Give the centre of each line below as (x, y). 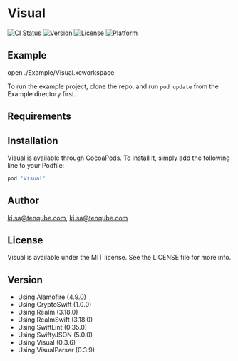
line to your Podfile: (36, 165)
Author (23, 201)
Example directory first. (42, 93)
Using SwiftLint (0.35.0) (52, 327)
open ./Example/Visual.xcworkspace (61, 72)
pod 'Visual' (27, 178)
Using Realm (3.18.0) (48, 312)
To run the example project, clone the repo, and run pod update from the (113, 86)
